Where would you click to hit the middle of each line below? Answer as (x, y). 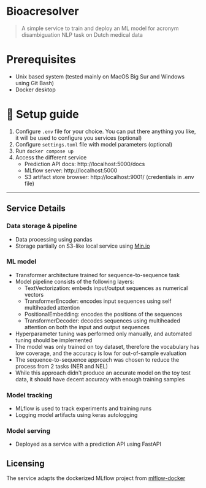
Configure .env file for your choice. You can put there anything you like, (105, 131)
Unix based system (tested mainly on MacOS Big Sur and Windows (100, 76)
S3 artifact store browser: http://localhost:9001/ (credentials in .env (109, 177)
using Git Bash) (34, 83)
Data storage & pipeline (42, 226)
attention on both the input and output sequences (87, 327)
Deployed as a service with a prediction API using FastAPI (88, 444)
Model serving (29, 431)
